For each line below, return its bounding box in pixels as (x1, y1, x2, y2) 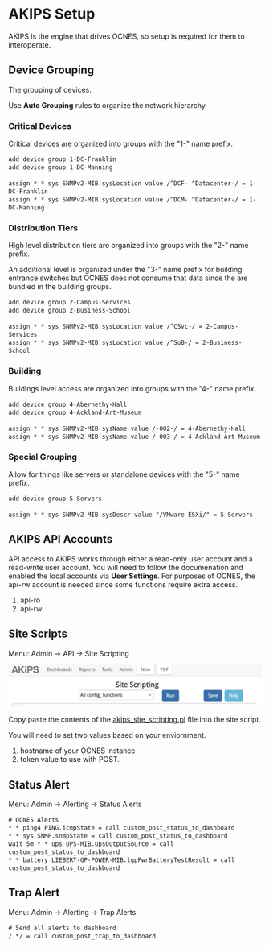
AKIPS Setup (8, 5, 96, 23)
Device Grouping (8, 64, 95, 77)
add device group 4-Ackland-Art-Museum (8, 408, 142, 416)
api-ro (19, 595, 41, 605)
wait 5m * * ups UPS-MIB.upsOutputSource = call (8, 840, 174, 848)
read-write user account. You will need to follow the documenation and (8, 562, 243, 572)
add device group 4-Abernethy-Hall (8, 400, 128, 408)
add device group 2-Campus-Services (8, 299, 131, 307)
